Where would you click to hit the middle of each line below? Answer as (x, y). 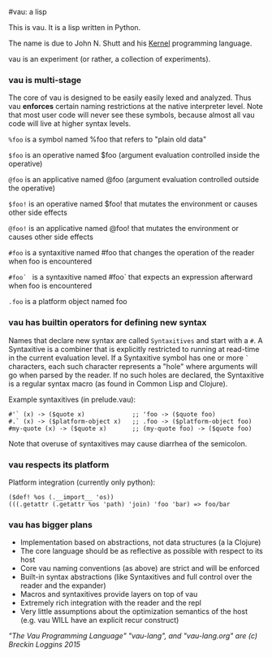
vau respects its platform (59, 464)
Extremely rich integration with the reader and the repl (110, 603)
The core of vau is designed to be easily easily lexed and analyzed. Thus (130, 98)
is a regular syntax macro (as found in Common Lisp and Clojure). (118, 383)
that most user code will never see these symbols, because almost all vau (132, 115)
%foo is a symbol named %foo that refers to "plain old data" (108, 139)
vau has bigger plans (51, 524)
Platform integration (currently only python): (82, 482)
